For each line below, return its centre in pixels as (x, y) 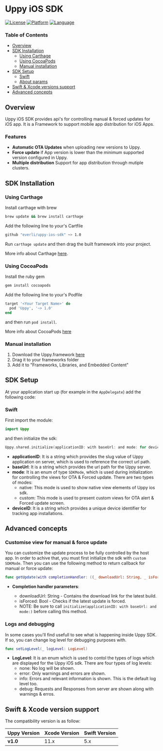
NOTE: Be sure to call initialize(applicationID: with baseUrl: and (88, 606)
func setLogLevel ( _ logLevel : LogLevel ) (47, 649)
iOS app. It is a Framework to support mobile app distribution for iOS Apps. (80, 124)
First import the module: (29, 420)
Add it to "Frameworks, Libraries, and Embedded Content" (70, 365)
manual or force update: (29, 568)
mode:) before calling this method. (53, 612)
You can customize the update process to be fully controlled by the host (77, 553)
